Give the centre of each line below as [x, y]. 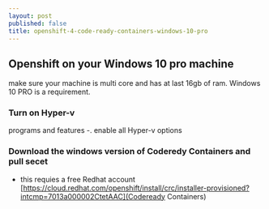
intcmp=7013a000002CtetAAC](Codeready [93, 196]
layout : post [30, 16]
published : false [38, 23]
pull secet [28, 161]
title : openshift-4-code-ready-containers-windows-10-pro [108, 31]
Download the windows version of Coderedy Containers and [130, 151]
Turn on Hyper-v [42, 113]
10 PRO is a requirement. [49, 92]
